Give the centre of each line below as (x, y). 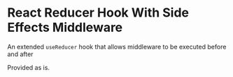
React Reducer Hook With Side (98, 13)
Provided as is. (29, 67)
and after (20, 54)
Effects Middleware (65, 27)
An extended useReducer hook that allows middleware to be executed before (117, 46)
